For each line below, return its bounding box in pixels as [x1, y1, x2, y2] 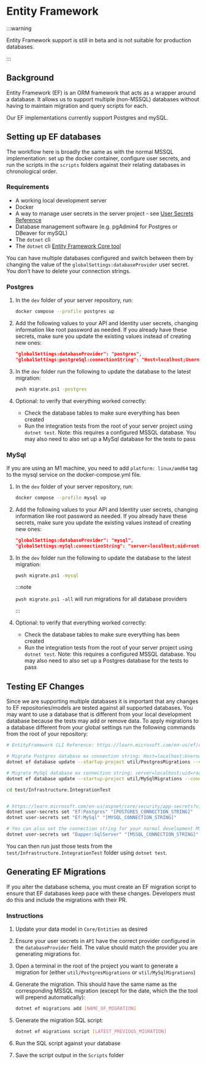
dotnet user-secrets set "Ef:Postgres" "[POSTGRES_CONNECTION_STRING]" [6, 809, 193, 815]
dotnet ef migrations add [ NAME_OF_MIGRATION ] [15, 1005, 137, 1012]
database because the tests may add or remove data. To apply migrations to [6, 717, 199, 725]
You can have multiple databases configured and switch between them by [6, 254, 194, 261]
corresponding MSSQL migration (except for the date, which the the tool [15, 987, 198, 994]
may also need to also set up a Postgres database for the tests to [24, 657, 189, 664]
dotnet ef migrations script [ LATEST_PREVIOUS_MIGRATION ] [15, 1028, 167, 1034]
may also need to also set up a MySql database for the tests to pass [24, 435, 196, 442]
